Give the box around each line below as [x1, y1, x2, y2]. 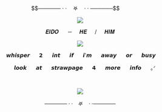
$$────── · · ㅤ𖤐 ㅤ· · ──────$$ [31, 5, 120, 12]
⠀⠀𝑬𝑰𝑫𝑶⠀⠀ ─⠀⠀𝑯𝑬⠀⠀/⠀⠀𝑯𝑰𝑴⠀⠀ [38, 28, 123, 35]
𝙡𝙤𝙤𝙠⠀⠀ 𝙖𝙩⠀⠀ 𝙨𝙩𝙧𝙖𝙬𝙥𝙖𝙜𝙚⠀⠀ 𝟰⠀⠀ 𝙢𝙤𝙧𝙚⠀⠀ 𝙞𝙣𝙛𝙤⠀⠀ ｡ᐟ [13, 64, 156, 71]
